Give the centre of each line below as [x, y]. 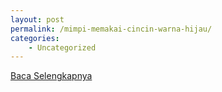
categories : [35, 38]
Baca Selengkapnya [51, 76]
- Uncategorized [62, 47]
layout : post [37, 19]
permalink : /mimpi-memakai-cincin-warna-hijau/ [111, 29]
